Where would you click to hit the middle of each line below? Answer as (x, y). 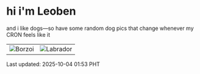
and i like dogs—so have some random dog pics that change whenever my (100, 28)
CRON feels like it (28, 34)
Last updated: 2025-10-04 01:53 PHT (53, 64)
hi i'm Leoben (41, 11)
